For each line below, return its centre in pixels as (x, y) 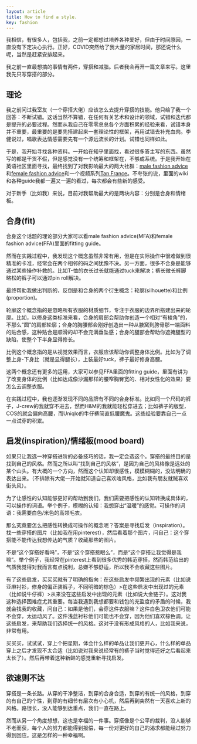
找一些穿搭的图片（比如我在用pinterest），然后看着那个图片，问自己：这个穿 (98, 532)
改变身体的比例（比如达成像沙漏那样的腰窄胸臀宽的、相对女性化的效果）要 (101, 379)
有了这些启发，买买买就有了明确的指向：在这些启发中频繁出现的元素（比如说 (98, 579)
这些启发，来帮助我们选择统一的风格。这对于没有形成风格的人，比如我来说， (98, 623)
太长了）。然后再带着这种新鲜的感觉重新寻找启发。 (67, 658)
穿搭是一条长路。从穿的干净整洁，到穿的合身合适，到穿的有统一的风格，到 (96, 693)
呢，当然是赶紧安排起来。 (37, 55)
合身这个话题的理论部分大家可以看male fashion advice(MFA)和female (89, 236)
